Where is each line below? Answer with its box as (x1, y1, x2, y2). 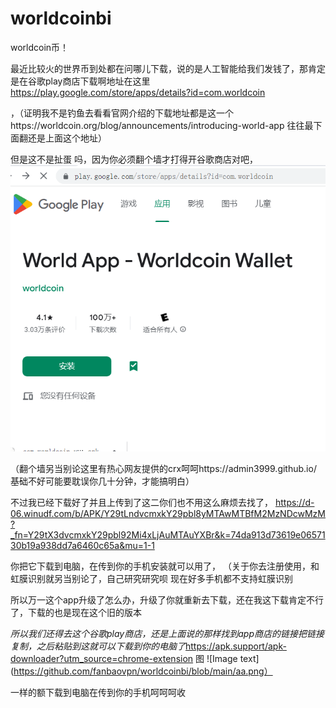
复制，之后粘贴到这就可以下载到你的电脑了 (10, 640, 186, 652)
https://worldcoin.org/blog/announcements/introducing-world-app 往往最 (10, 119, 314, 131)
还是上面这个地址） (27, 132, 107, 144)
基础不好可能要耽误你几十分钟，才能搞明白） (10, 475, 195, 487)
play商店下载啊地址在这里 (44, 75, 151, 87)
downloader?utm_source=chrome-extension (10, 653, 194, 665)
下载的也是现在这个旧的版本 (27, 607, 142, 619)
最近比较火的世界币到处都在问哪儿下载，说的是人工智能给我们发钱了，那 (10, 62, 308, 74)
